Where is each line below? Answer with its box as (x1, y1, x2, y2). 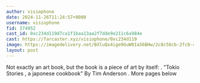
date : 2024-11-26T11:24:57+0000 (6, 14, 86, 20)
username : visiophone (6, 20, 60, 25)
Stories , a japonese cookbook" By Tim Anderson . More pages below (6, 69, 177, 77)
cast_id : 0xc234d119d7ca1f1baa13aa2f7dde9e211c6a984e (6, 31, 143, 37)
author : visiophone (6, 8, 55, 15)
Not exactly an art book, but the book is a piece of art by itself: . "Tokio (6, 63, 180, 71)
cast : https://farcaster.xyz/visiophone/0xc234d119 (6, 36, 137, 42)
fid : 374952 (6, 25, 36, 31)
